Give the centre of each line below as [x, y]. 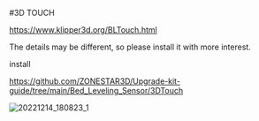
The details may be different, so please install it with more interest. [130, 47]
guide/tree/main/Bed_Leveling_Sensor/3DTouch [96, 91]
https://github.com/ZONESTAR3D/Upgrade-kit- [95, 81]
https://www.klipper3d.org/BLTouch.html [83, 30]
